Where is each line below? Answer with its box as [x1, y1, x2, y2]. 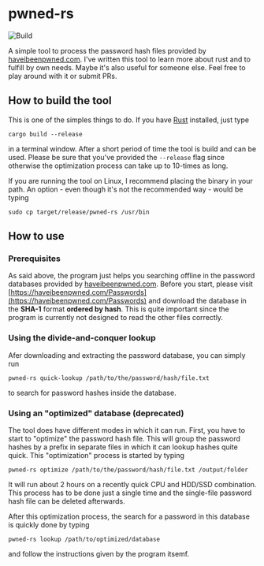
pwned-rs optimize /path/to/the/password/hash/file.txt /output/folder [8, 466, 248, 474]
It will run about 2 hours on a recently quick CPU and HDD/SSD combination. [8, 480, 257, 490]
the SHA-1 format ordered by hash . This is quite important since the [8, 304, 230, 314]
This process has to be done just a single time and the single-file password [8, 488, 252, 497]
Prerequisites [8, 253, 61, 264]
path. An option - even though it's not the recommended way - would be [8, 184, 244, 194]
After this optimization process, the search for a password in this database [8, 512, 251, 521]
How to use [8, 229, 65, 243]
